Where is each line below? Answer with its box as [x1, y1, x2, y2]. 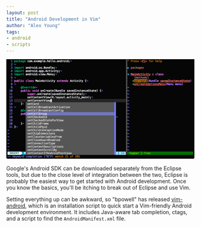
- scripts [6, 42, 31, 48]
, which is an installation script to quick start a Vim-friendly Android [25, 202, 192, 209]
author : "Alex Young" [6, 22, 61, 28]
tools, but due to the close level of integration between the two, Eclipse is [6, 171, 188, 178]
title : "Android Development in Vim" [6, 16, 101, 22]
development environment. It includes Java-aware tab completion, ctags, [6, 209, 188, 215]
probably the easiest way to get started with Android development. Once [6, 178, 187, 185]
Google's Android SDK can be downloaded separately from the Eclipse [6, 165, 182, 172]
